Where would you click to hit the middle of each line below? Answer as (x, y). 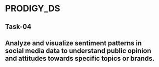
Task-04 (18, 27)
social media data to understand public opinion (78, 51)
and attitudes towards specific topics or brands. (80, 58)
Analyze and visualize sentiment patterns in (73, 43)
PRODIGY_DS (33, 9)
